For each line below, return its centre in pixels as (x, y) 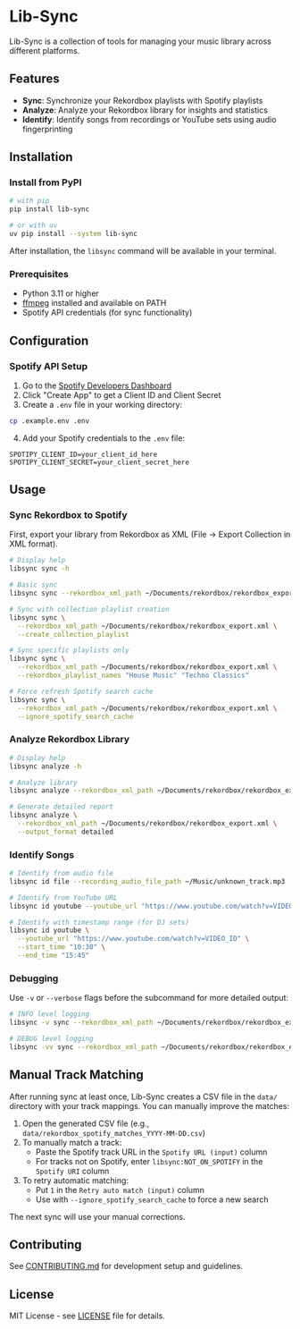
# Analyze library (43, 783)
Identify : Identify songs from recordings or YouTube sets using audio (149, 119)
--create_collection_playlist (73, 634)
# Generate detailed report (62, 807)
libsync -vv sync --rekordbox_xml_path (83, 1047)
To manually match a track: (72, 1142)
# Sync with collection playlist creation (89, 609)
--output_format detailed (66, 832)
